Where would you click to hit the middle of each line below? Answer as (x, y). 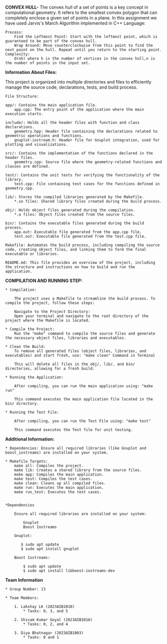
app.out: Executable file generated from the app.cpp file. (78, 232)
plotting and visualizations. (37, 144)
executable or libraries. (32, 254)
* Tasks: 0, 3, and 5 (46, 611)
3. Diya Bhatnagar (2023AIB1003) (49, 633)
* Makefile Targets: (27, 461)
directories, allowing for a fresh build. (50, 368)
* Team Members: (22, 598)
